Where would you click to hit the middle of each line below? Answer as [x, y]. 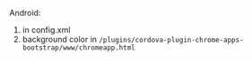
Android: [25, 13]
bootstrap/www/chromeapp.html [79, 48]
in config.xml [46, 30]
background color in [59, 39]
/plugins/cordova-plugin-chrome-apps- [171, 40]
